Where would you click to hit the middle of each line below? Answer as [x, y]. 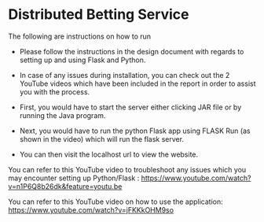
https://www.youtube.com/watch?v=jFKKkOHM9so [91, 209]
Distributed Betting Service [99, 15]
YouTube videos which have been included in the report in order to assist [137, 83]
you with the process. [55, 91]
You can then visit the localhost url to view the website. [109, 154]
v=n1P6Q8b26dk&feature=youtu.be [65, 186]
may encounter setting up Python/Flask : [74, 178]
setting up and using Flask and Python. [82, 60]
